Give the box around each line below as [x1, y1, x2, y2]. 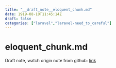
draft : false [5, 16, 32, 21]
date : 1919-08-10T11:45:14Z [5, 12, 62, 17]
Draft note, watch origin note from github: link [5, 58, 96, 64]
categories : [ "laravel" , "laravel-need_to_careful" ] [5, 20, 112, 26]
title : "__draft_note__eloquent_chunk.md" [5, 7, 92, 12]
